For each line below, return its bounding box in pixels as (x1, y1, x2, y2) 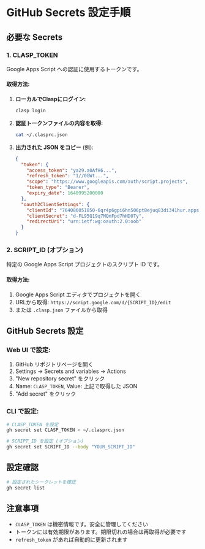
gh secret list (6, 485, 45, 491)
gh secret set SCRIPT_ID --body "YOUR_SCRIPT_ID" (6, 444, 136, 450)
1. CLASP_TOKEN (6, 50, 58, 59)
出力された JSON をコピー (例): (15, 144, 94, 151)
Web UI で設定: (6, 345, 51, 354)
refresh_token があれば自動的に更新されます (15, 536, 128, 543)
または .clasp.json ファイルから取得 (15, 306, 108, 313)
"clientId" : (26, 207, 57, 213)
